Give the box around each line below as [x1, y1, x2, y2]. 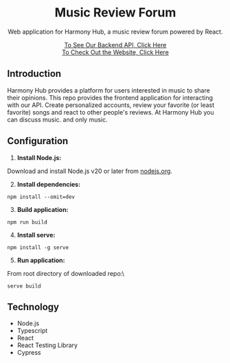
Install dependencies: [16, 180, 81, 188]
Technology [7, 301, 60, 313]
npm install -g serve [7, 244, 69, 251]
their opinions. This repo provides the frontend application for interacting [7, 93, 214, 102]
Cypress [16, 349, 41, 357]
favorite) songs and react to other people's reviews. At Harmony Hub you [7, 108, 214, 116]
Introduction [7, 68, 62, 80]
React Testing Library [16, 341, 78, 349]
